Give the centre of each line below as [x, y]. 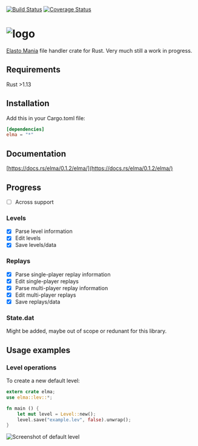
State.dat [20, 318]
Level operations [31, 367]
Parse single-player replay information [63, 274]
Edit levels [28, 238]
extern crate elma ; [31, 392]
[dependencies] [25, 129]
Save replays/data [38, 302]
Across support [34, 202]
